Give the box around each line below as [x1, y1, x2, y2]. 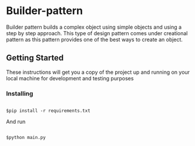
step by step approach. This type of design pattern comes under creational [6, 29, 188, 36]
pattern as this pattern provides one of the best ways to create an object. [6, 36, 183, 43]
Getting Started [6, 53, 64, 63]
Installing [6, 89, 33, 97]
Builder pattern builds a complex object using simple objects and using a [6, 23, 182, 30]
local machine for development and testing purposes [6, 74, 134, 82]
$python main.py [6, 135, 46, 141]
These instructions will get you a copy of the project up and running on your [6, 69, 190, 76]
